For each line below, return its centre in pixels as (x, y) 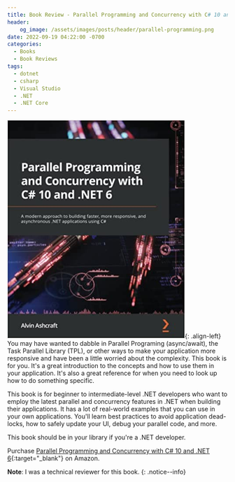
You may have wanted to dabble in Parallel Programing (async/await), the (113, 344)
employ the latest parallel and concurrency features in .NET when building (114, 402)
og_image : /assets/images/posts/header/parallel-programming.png (117, 29)
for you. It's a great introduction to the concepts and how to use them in (111, 366)
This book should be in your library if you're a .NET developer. (97, 437)
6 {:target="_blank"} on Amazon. (54, 458)
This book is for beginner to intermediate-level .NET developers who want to (117, 394)
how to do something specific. (51, 381)
